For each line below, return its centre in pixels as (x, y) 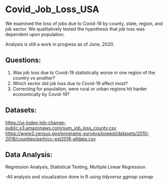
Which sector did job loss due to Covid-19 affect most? (70, 83)
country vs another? (34, 78)
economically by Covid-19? (41, 94)
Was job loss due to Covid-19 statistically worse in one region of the (84, 72)
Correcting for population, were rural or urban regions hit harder (80, 89)
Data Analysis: (29, 155)
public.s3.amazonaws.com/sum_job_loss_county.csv (61, 128)
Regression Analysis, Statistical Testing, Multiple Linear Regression (76, 167)
